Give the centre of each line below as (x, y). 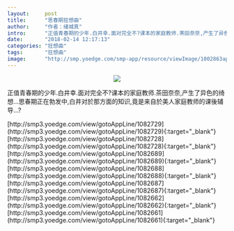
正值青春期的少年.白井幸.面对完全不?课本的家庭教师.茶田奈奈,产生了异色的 (113, 93)
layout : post (32, 14)
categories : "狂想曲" (37, 46)
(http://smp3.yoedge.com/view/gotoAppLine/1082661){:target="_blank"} (111, 220)
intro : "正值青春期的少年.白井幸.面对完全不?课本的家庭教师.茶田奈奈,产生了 (113, 33)
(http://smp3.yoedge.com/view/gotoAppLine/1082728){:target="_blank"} (112, 146)
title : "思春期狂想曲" (45, 20)
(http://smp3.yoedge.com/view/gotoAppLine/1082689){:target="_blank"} (112, 161)
